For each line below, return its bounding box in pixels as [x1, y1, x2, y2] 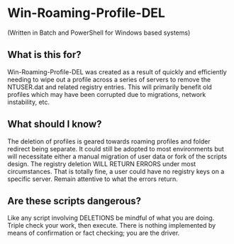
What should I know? [7, 118, 102, 130]
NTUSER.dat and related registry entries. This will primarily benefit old [7, 83, 213, 91]
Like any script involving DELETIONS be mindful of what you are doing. [7, 214, 215, 222]
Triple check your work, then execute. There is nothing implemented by [7, 221, 216, 230]
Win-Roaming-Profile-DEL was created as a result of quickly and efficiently [7, 67, 227, 76]
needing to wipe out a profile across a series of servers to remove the [7, 75, 211, 83]
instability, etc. [7, 98, 50, 106]
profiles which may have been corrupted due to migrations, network [7, 90, 206, 98]
